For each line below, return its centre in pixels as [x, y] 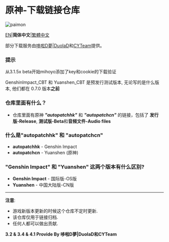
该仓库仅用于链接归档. [35, 217]
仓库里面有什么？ [26, 103]
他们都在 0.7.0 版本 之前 [36, 89]
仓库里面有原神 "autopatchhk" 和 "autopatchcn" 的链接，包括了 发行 [86, 115]
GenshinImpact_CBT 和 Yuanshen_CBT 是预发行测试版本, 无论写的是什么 [80, 82]
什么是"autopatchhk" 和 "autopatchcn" [54, 135]
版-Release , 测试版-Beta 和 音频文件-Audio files [62, 121]
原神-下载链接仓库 [43, 10]
